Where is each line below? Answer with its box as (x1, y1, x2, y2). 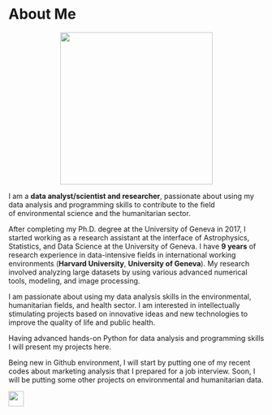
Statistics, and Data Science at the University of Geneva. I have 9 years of (8, 241, 257, 251)
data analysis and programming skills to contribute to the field (8, 200, 215, 210)
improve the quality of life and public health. (8, 318, 156, 327)
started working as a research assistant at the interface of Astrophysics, (8, 232, 250, 242)
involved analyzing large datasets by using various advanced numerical (8, 267, 248, 277)
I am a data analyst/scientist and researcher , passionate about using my (8, 191, 254, 201)
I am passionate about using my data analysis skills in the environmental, (8, 292, 252, 301)
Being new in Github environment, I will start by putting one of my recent (8, 357, 251, 367)
